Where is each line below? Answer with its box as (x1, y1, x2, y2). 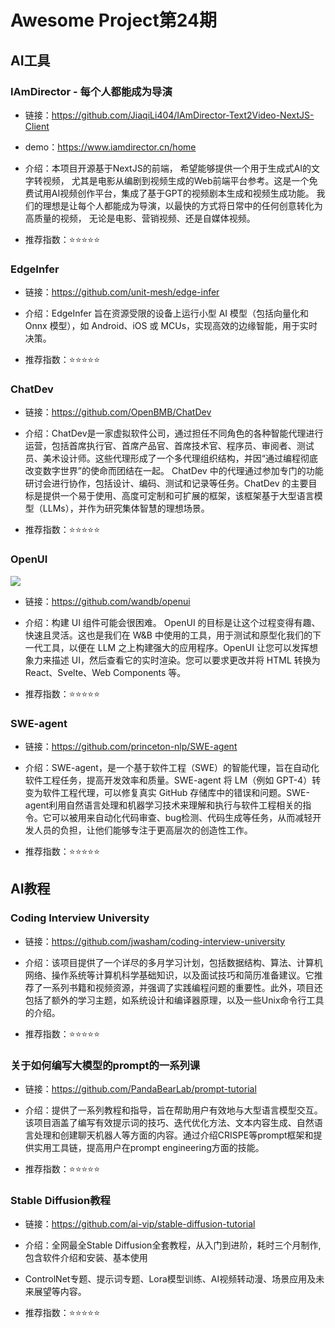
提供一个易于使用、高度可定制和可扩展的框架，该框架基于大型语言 (42, 490, 315, 502)
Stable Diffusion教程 (10, 1193, 111, 1207)
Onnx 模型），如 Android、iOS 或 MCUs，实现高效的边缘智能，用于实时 (24, 320, 318, 332)
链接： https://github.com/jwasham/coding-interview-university (24, 935, 286, 947)
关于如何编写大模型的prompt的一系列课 (10, 1058, 201, 1072)
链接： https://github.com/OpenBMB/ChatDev (24, 406, 212, 418)
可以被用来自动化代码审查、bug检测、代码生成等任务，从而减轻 (51, 812, 313, 824)
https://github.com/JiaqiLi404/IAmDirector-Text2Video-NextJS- (51, 109, 315, 121)
